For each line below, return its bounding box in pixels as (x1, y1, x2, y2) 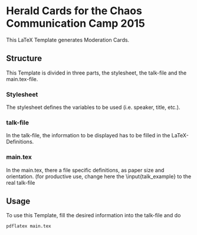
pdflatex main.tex (6, 223, 51, 229)
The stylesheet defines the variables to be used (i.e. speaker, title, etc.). (6, 104, 180, 111)
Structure (6, 53, 42, 63)
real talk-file (6, 179, 35, 186)
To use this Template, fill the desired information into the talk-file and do (6, 212, 181, 219)
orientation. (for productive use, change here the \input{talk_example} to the (6, 173, 192, 180)
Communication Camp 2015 (6, 17, 146, 30)
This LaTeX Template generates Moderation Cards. (6, 36, 130, 43)
